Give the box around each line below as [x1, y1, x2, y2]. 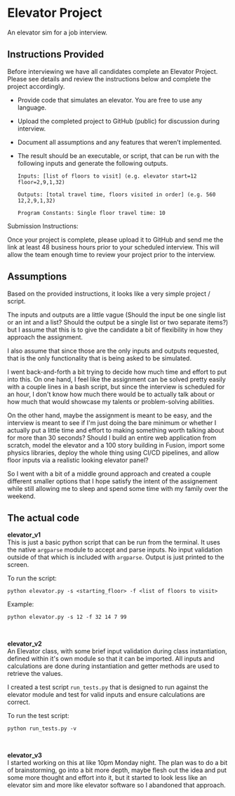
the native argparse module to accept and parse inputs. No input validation [7, 546, 223, 554]
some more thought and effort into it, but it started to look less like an [7, 774, 207, 782]
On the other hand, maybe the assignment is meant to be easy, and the [7, 411, 213, 419]
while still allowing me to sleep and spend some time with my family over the [7, 484, 229, 492]
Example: [7, 600, 34, 608]
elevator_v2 [7, 639, 42, 648]
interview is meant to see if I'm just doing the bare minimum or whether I [7, 418, 217, 426]
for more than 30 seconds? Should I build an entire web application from [7, 433, 217, 442]
